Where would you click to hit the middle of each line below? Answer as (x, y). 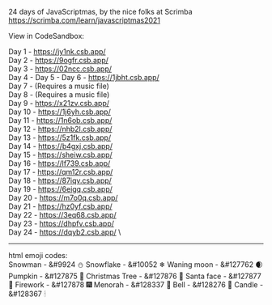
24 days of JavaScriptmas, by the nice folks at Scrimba (100, 12)
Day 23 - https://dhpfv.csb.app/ (62, 223)
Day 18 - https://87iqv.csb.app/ (60, 180)
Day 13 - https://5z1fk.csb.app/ (60, 138)
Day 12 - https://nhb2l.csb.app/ (60, 129)
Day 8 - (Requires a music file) (59, 95)
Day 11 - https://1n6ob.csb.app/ (60, 120)
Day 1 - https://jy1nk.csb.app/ (57, 51)
